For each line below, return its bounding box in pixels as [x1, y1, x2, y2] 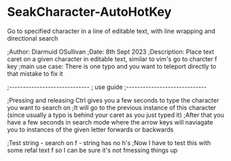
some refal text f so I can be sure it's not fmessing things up [7, 146, 178, 154]
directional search [7, 34, 59, 42]
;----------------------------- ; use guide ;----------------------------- [7, 83, 207, 91]
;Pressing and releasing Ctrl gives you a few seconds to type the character [7, 96, 219, 104]
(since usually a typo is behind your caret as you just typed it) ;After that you [7, 111, 225, 119]
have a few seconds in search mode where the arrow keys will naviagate [7, 118, 214, 126]
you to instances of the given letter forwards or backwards [7, 125, 174, 133]
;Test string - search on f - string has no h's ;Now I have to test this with [7, 138, 212, 147]
